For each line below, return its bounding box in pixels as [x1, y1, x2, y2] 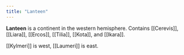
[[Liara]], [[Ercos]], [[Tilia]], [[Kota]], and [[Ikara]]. [6, 30, 126, 38]
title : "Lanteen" [6, 8, 48, 15]
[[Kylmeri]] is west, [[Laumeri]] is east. [6, 42, 99, 49]
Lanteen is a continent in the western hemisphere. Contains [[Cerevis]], [6, 25, 179, 32]
